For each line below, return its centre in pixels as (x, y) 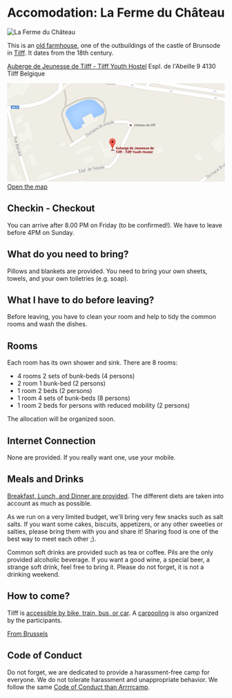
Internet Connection (51, 440)
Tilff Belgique (26, 73)
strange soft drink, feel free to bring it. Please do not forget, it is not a (106, 567)
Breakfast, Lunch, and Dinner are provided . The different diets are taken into (116, 496)
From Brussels (28, 634)
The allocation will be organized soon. (61, 419)
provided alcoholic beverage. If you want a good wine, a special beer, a (109, 559)
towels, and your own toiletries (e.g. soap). (68, 278)
